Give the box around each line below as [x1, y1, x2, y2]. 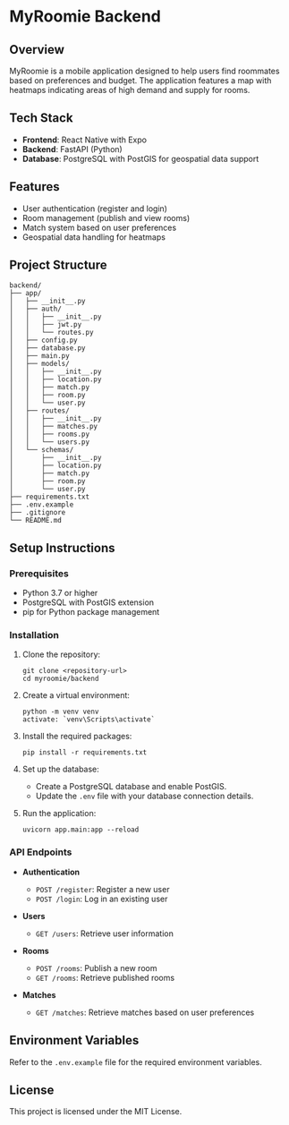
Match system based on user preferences [21, 222, 177, 233]
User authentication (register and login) [21, 203, 168, 214]
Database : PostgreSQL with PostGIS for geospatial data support [21, 153, 259, 164]
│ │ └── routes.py [9, 328, 94, 337]
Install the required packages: [21, 731, 132, 742]
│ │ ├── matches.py [9, 422, 98, 431]
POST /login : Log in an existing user [35, 893, 168, 904]
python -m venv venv [21, 707, 99, 717]
